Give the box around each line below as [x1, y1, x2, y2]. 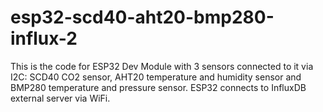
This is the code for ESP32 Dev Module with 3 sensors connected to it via [10, 60, 314, 72]
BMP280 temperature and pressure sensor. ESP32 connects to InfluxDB [10, 81, 307, 93]
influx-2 [10, 27, 78, 50]
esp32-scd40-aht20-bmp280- [10, 6, 275, 29]
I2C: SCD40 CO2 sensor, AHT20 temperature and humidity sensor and [10, 71, 302, 83]
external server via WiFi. [10, 92, 111, 104]
